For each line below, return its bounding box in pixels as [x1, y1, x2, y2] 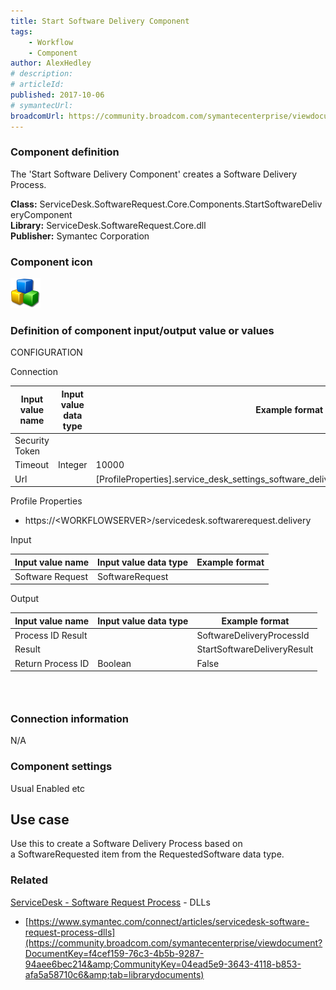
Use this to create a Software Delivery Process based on [10, 838, 243, 850]
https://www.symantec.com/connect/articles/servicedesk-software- [28, 915, 310, 927]
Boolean [97, 657, 132, 669]
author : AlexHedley [10, 58, 92, 69]
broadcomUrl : [10, 111, 65, 121]
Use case [10, 811, 70, 829]
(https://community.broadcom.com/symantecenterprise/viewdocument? [24, 936, 323, 949]
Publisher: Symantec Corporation [10, 230, 150, 242]
